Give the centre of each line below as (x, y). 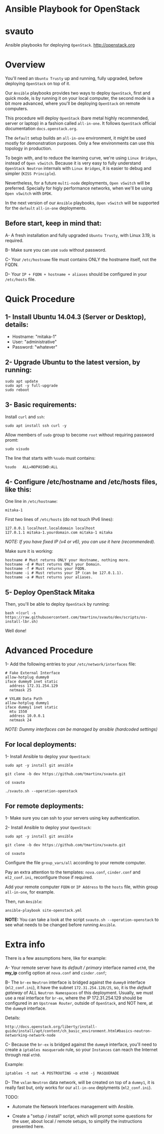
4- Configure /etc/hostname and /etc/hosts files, (81, 482)
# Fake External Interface (33, 673)
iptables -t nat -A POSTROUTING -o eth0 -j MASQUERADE (62, 1073)
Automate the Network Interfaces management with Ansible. (73, 1106)
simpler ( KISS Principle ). (31, 174)
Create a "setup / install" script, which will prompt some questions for (82, 1116)
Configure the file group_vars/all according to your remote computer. (75, 862)
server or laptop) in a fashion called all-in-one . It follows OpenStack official (81, 123)
